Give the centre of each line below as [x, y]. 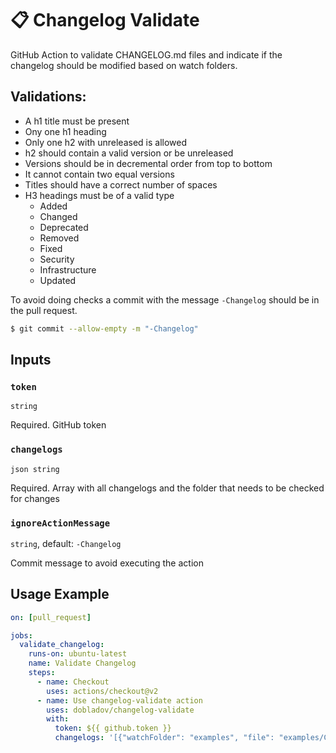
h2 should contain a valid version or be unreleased [129, 153]
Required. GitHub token [58, 425]
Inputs [31, 360]
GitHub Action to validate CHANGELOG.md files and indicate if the [146, 54]
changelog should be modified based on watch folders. [124, 65]
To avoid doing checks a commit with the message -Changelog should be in [165, 299]
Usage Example [60, 594]
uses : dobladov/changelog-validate [120, 710]
